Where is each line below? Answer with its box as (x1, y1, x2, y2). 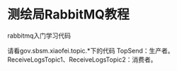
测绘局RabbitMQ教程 (7, 6, 130, 23)
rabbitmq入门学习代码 (7, 31, 72, 40)
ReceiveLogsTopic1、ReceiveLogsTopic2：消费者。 (7, 55, 157, 64)
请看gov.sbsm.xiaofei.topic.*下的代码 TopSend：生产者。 (7, 46, 174, 55)
